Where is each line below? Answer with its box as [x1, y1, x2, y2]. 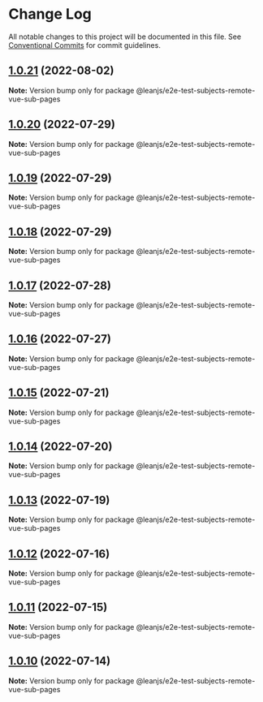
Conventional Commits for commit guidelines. [8, 40, 161, 50]
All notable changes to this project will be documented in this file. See [8, 32, 242, 41]
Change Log [8, 5, 92, 24]
